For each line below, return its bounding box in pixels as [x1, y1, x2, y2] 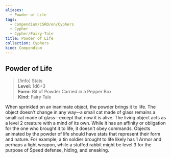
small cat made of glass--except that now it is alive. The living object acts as [5, 115, 166, 121]
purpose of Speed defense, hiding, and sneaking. [5, 147, 110, 153]
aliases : [5, 7, 24, 13]
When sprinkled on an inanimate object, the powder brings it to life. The [5, 104, 156, 110]
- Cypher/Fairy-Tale [10, 31, 54, 36]
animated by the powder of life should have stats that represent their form [5, 131, 161, 137]
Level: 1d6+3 [17, 83, 46, 89]
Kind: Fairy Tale [17, 94, 52, 100]
